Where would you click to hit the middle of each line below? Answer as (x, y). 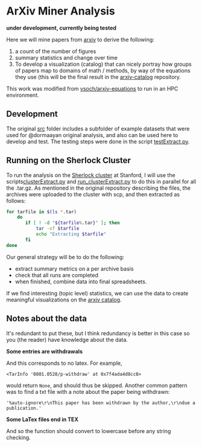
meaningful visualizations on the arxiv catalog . (64, 300)
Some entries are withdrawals (45, 351)
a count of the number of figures (55, 51)
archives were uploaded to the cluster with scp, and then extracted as (93, 194)
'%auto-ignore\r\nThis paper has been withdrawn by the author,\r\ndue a (101, 403)
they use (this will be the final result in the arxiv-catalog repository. (98, 77)
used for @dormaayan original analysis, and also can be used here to (92, 135)
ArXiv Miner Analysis (61, 11)
